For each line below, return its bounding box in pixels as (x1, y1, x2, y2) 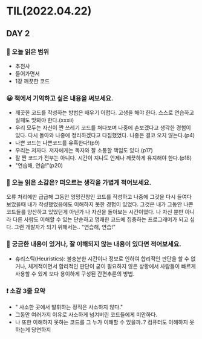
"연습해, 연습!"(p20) (15, 162, 64, 169)
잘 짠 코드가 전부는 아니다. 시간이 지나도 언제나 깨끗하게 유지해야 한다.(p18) (15, 154, 192, 161)
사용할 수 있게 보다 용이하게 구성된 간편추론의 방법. (15, 270, 135, 277)
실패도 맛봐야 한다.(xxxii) (15, 117, 74, 124)
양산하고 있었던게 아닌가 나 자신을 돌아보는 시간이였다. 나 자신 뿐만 (27, 208, 184, 216)
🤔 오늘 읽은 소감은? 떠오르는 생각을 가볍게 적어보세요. (6, 178, 152, 187)
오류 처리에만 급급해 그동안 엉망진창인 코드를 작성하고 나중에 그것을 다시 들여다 (6, 193, 192, 201)
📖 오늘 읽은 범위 (6, 47, 50, 56)
